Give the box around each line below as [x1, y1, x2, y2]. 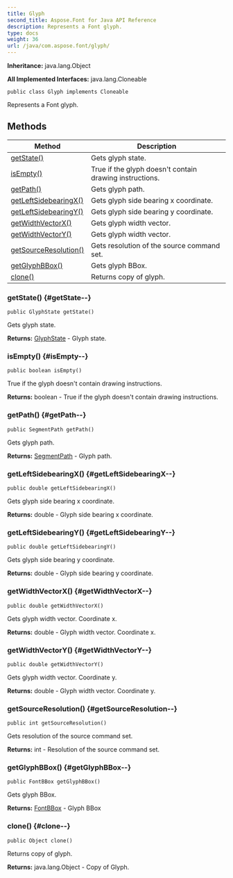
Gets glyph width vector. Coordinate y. [7, 673, 117, 681]
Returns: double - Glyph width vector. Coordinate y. [7, 686, 156, 695]
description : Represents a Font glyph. [7, 23, 123, 30]
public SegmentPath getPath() [7, 426, 95, 433]
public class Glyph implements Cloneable [7, 88, 129, 95]
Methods [7, 121, 47, 133]
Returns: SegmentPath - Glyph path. [7, 452, 112, 460]
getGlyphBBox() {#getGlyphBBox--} [7, 763, 132, 772]
